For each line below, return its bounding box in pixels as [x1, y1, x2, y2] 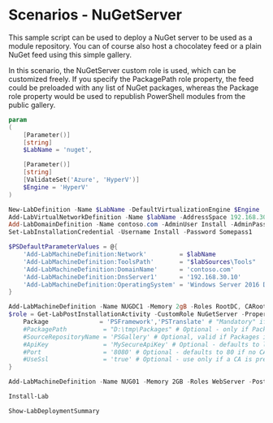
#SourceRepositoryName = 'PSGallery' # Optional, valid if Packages [23, 333, 260, 341]
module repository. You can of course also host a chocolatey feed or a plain [8, 41, 262, 50]
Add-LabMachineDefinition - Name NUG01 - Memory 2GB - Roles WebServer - [8, 378, 253, 386]
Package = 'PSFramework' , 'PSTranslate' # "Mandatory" [23, 318, 256, 326]
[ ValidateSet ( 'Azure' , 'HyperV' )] [23, 176, 140, 184]
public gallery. [8, 100, 56, 110]
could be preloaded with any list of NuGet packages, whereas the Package [8, 83, 259, 93]
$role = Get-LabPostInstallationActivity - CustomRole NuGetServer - [8, 310, 245, 318]
